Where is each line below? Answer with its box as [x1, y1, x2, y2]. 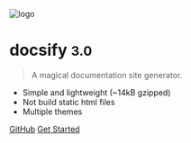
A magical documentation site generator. [31, 69, 183, 80]
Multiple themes [22, 106, 83, 117]
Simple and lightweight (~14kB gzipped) [22, 86, 171, 98]
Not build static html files [22, 96, 115, 107]
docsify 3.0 [9, 40, 93, 60]
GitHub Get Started [9, 123, 80, 134]
